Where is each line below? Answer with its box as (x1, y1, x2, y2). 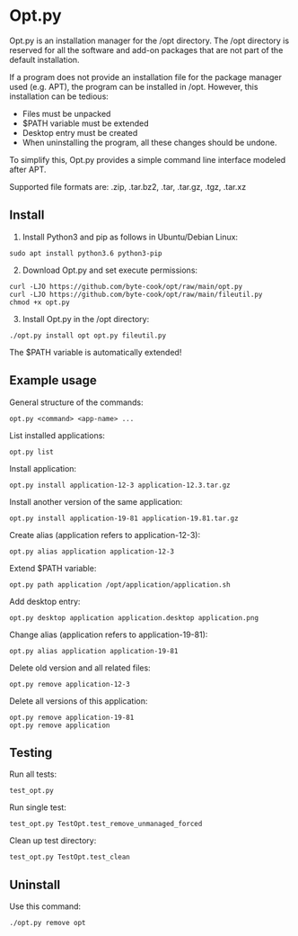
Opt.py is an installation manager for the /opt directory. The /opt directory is (9, 35, 290, 46)
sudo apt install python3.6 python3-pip (9, 248, 163, 257)
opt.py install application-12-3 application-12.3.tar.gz (9, 481, 231, 490)
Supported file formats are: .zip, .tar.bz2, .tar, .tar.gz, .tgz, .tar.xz (9, 181, 247, 192)
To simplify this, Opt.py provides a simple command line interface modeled (9, 154, 286, 165)
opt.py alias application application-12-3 (9, 546, 175, 556)
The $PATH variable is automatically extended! (9, 346, 182, 357)
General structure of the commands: (9, 397, 144, 408)
